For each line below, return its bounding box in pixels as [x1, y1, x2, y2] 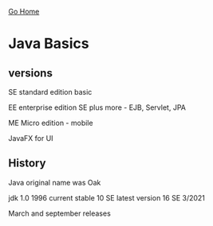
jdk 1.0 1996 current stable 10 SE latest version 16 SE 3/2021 [8, 193, 206, 202]
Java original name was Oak [8, 177, 101, 187]
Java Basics [8, 35, 89, 53]
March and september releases [8, 208, 112, 218]
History [8, 157, 46, 170]
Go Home [8, 7, 40, 16]
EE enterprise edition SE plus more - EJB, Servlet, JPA [8, 103, 186, 112]
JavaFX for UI [8, 134, 53, 142]
